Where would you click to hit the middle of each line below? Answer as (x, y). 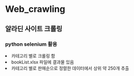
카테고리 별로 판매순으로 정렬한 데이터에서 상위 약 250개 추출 (70, 68)
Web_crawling (35, 9)
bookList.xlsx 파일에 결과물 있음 (43, 62)
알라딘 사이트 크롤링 (34, 29)
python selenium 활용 (31, 44)
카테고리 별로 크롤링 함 (33, 56)
